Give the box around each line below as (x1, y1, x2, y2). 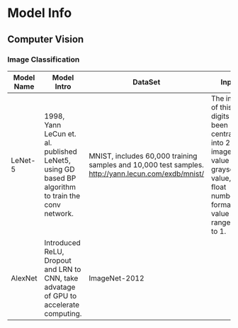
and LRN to (44, 264, 81, 274)
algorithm (44, 182, 76, 192)
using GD (44, 164, 76, 174)
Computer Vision (7, 33, 84, 45)
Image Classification (7, 55, 80, 64)
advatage (44, 282, 76, 292)
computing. (44, 308, 82, 318)
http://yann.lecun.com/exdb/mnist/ (88, 169, 205, 179)
